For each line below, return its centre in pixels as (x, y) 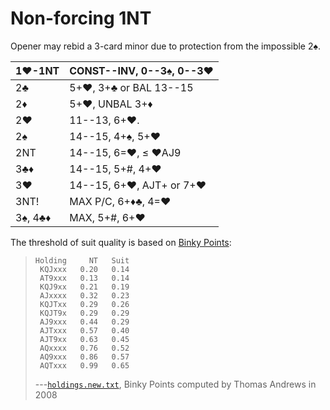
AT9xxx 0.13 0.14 (84, 278)
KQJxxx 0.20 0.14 (84, 269)
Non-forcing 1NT (81, 18)
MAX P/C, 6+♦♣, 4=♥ (120, 201)
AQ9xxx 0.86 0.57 (84, 357)
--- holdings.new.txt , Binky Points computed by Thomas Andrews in (175, 384)
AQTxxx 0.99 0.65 (84, 365)
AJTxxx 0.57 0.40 (84, 330)
